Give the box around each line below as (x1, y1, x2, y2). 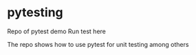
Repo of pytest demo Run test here (7, 27, 107, 35)
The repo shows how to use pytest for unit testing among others (7, 40, 189, 48)
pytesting (7, 5, 63, 20)
